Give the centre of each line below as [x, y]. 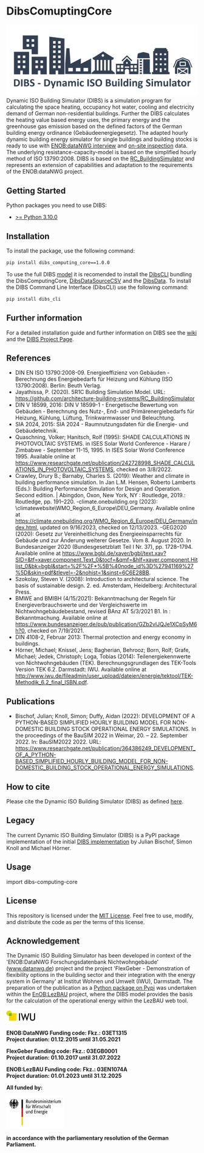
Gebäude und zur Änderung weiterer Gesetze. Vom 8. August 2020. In [103, 540]
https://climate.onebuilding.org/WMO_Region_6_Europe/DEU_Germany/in [106, 521]
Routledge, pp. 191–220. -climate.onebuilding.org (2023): [86, 502]
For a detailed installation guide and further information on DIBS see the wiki [102, 333]
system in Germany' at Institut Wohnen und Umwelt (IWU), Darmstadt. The [100, 981]
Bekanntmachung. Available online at [61, 618]
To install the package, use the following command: [71, 251]
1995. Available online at [45, 457]
